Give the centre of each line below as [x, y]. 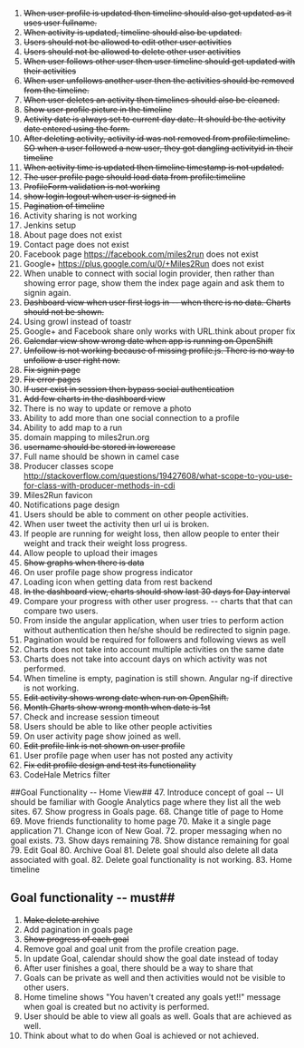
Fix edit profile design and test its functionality [110, 765]
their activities [50, 71]
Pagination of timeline [64, 206]
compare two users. [61, 611]
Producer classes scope [68, 466]
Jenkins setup [49, 225]
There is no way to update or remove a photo [108, 408]
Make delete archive [61, 919]
